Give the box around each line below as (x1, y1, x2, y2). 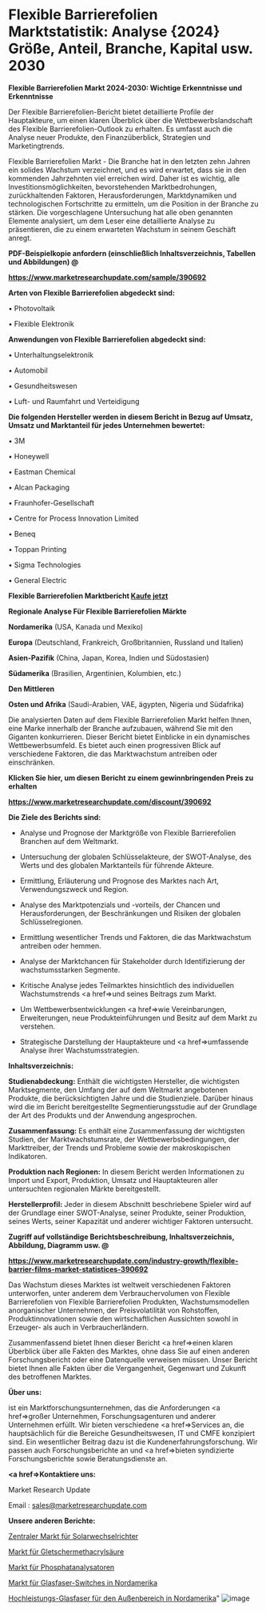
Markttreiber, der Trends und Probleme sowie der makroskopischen (8, 1142, 231, 1153)
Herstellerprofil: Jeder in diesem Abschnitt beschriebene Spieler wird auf (8, 1199, 252, 1209)
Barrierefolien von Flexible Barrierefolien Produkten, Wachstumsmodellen (8, 1297, 250, 1306)
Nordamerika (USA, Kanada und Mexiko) (8, 622, 144, 631)
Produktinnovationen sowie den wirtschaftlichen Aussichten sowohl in (8, 1313, 239, 1323)
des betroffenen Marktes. (8, 1372, 92, 1381)
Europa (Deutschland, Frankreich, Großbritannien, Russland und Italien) (8, 638, 244, 647)
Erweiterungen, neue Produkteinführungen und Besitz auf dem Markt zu (19, 1013, 258, 1022)
